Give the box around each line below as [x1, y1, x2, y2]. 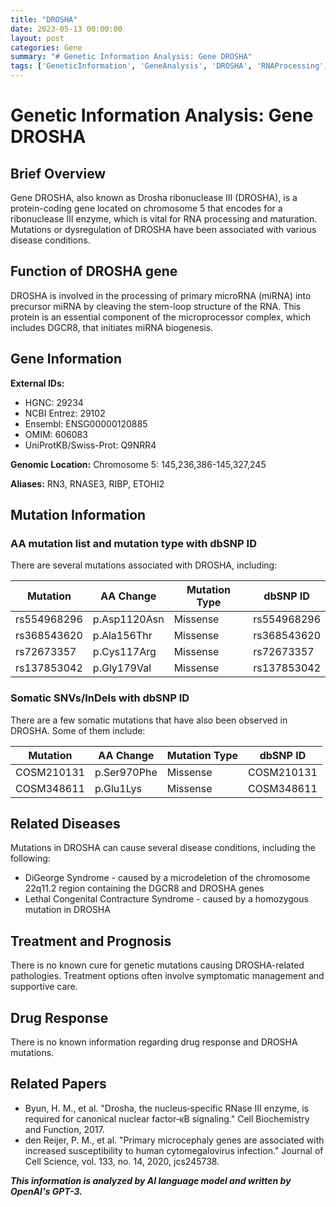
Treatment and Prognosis [10, 932, 172, 950]
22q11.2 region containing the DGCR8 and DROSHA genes [24, 882, 265, 895]
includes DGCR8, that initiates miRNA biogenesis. [10, 321, 214, 333]
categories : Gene [10, 42, 83, 53]
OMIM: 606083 [24, 428, 88, 440]
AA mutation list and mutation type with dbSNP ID [10, 536, 257, 550]
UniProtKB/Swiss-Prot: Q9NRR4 [24, 439, 157, 451]
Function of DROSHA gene [10, 263, 178, 280]
